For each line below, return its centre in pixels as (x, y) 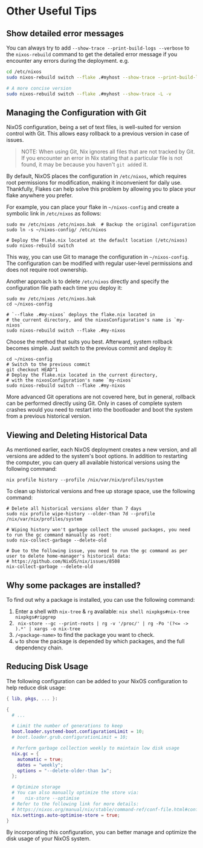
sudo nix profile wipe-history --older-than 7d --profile (81, 514)
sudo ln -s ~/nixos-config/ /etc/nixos (56, 230)
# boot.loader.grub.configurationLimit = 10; (70, 738)
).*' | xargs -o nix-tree (47, 629)
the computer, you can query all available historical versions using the (93, 462)
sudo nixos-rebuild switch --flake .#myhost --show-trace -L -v (89, 94)
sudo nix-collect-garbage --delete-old (56, 540)
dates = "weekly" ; (40, 765)
